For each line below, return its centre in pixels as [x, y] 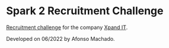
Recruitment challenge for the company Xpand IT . [67, 27]
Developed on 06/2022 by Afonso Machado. [60, 39]
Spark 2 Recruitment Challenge [85, 11]
